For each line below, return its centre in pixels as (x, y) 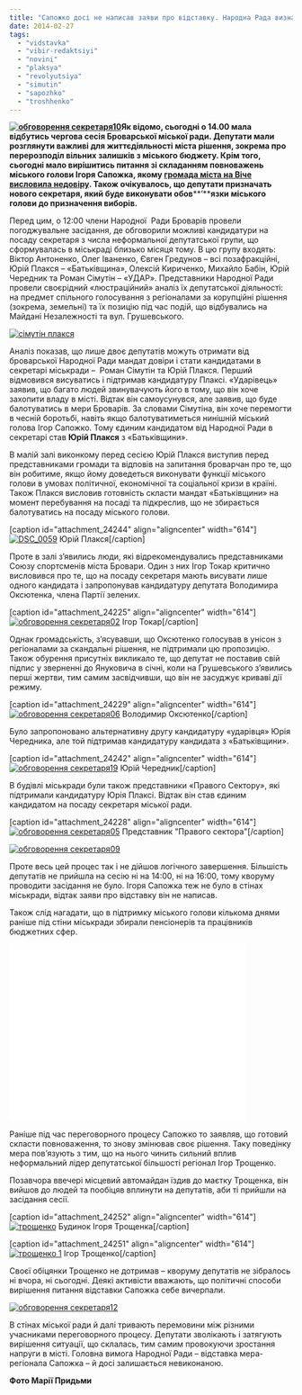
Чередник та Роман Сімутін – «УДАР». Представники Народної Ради (142, 278)
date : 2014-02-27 (42, 26)
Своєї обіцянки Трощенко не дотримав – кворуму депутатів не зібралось (150, 1271)
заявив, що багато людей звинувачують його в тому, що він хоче (134, 390)
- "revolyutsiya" (50, 76)
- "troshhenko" (46, 101)
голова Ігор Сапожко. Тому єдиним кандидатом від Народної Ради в (141, 427)
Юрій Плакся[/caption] (102, 539)
